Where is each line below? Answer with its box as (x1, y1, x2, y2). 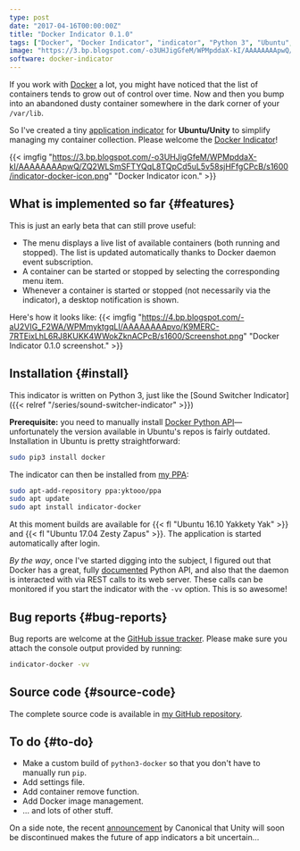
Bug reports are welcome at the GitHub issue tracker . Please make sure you (9, 633, 287, 644)
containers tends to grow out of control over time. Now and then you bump (9, 88, 285, 99)
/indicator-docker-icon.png (9, 171, 109, 181)
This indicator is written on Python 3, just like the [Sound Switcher (9, 389, 252, 400)
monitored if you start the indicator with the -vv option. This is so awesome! (9, 584, 287, 595)
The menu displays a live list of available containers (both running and (21, 238, 280, 248)
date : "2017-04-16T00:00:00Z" (9, 21, 122, 30)
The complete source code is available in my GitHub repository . (9, 708, 243, 719)
